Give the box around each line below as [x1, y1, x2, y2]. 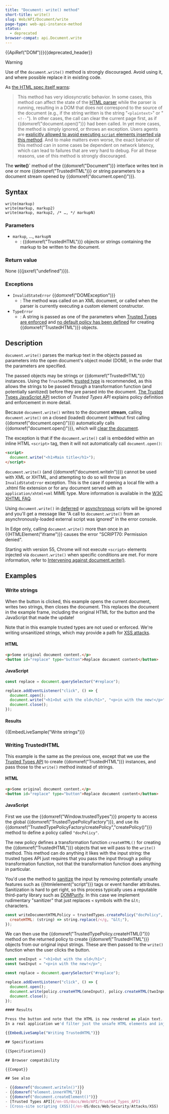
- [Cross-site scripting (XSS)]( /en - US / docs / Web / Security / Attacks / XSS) [5, 1103, 158, 1109]
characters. [5, 903, 29, 909]
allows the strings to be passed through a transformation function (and [5, 383, 152, 389]
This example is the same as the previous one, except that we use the [5, 753, 150, 759]
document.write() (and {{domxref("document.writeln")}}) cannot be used [5, 469, 157, 475]
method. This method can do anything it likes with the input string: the [5, 850, 150, 856]
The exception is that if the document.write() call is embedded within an [5, 435, 154, 441]
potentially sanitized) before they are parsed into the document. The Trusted [5, 389, 163, 395]
